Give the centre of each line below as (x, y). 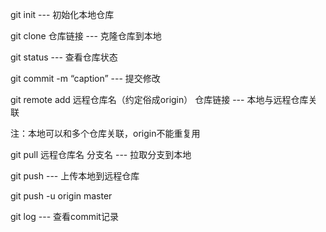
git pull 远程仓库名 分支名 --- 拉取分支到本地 (101, 154)
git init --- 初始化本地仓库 (62, 14)
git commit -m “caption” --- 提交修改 (85, 78)
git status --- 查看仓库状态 (64, 57)
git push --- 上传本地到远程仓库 (75, 176)
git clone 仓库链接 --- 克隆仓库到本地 (86, 36)
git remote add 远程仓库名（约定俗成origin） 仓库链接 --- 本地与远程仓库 (159, 99)
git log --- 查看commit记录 (64, 216)
